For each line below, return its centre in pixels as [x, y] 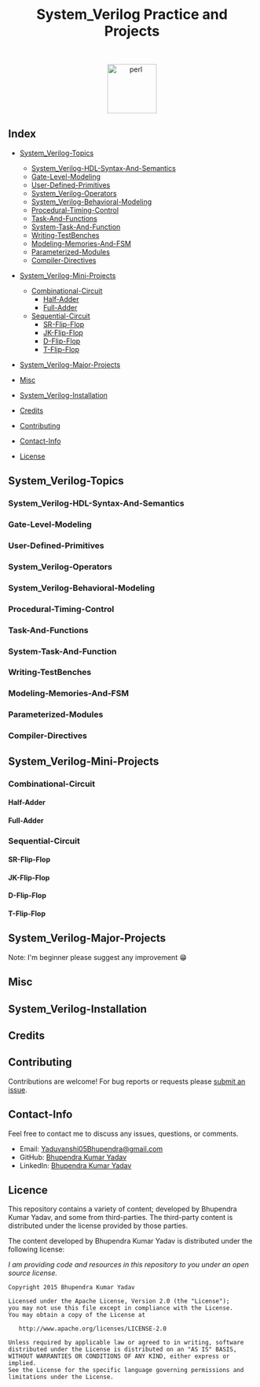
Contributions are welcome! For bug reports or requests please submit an [127, 1081]
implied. [22, 1363]
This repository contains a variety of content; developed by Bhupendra [123, 1209]
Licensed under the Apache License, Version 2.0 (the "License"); [119, 1301]
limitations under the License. [61, 1377]
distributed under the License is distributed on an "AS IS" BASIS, [123, 1350]
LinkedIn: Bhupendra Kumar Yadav [75, 1165]
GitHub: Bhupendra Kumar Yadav [73, 1157]
